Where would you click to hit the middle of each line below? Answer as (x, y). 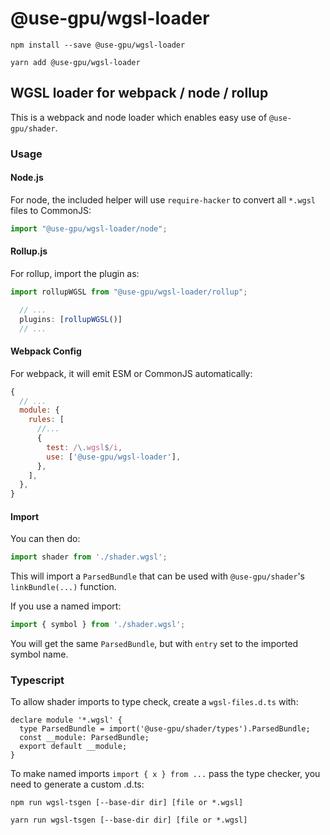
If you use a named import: (66, 606)
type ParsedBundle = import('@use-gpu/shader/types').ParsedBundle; (165, 729)
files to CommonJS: (51, 210)
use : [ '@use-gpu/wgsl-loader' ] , (114, 457)
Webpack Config (46, 351)
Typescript (37, 680)
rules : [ (46, 420)
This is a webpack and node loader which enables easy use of (139, 117)
